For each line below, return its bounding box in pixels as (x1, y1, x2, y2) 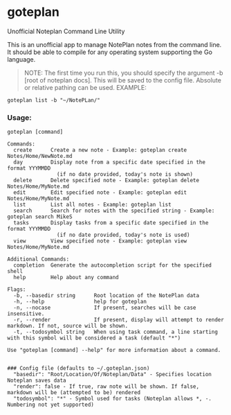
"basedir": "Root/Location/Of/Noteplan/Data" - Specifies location (13, 371, 212, 378)
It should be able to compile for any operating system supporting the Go (7, 48, 213, 56)
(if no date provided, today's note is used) (56, 231, 190, 239)
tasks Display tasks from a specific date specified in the (13, 220, 209, 227)
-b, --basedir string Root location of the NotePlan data (13, 292, 199, 299)
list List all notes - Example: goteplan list (13, 202, 172, 209)
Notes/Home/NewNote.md (7, 153, 73, 160)
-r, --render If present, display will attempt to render (13, 317, 225, 324)
